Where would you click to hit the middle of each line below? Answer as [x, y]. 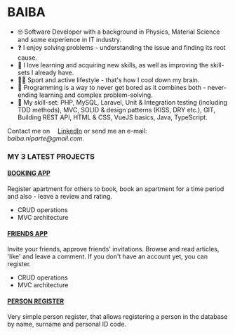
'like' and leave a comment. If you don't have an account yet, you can [108, 256]
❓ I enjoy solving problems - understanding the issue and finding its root [121, 47]
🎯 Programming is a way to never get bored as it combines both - [112, 87]
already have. [54, 72]
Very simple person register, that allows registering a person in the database [117, 317]
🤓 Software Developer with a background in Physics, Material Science [119, 32]
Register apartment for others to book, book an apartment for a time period [116, 189]
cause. [27, 58]
